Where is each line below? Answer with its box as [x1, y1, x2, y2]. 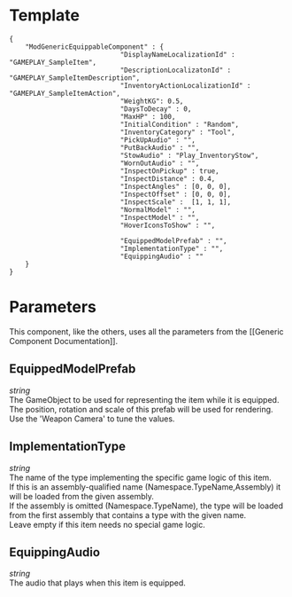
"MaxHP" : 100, [119, 112, 176, 121]
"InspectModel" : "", [119, 213, 200, 222]
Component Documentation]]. [9, 335, 118, 346]
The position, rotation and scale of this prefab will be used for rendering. [9, 404, 273, 414]
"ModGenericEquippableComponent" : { [25, 42, 165, 51]
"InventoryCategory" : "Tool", [119, 128, 236, 137]
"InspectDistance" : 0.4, [119, 174, 216, 183]
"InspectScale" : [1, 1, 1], [119, 197, 232, 207]
